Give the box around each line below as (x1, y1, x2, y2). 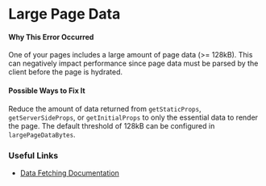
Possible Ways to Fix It (8, 86, 86, 95)
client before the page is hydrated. (8, 67, 123, 77)
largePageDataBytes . (8, 129, 76, 139)
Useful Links (8, 150, 59, 161)
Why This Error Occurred (8, 32, 94, 41)
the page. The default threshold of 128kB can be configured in (8, 120, 215, 130)
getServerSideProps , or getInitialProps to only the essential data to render (8, 112, 259, 122)
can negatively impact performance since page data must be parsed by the (8, 58, 259, 69)
